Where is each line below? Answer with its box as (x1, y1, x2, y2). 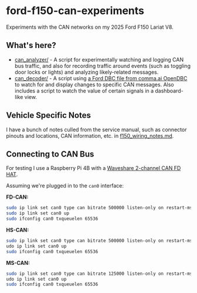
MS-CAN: (6, 259, 30, 266)
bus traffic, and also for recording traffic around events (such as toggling (14, 62, 191, 69)
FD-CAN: (6, 193, 29, 200)
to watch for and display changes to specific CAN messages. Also (14, 81, 174, 88)
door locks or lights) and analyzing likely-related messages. (14, 69, 159, 76)
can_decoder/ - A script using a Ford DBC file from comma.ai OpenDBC (14, 74, 188, 81)
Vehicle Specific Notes (6, 110, 91, 121)
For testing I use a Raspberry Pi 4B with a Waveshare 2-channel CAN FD (6, 165, 181, 172)
